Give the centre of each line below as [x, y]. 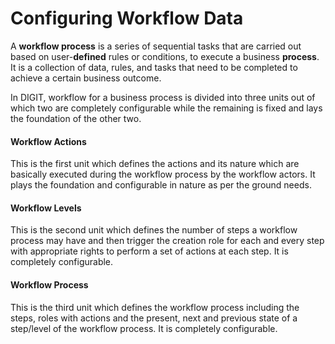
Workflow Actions [48, 141]
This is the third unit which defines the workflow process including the [155, 307]
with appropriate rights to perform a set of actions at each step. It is [149, 251]
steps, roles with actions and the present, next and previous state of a [154, 318]
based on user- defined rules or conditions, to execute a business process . [165, 56]
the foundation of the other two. [76, 118]
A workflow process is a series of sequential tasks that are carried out [156, 46]
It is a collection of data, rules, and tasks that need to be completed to [154, 67]
